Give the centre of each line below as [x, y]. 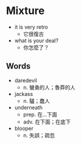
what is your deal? [36, 40]
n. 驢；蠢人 [36, 101]
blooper [24, 128]
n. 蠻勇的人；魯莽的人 [49, 87]
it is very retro [31, 27]
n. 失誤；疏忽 [39, 135]
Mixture [25, 11]
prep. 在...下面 [40, 114]
